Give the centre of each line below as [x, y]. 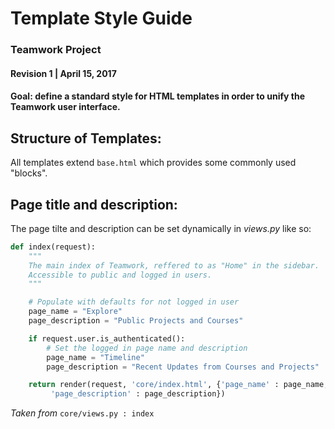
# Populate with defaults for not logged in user [134, 302]
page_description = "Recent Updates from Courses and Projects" [183, 367]
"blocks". [29, 173]
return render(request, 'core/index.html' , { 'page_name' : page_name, [178, 385]
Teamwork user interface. [65, 107]
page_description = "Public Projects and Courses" [136, 321]
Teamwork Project [56, 50]
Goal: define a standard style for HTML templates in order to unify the [158, 96]
